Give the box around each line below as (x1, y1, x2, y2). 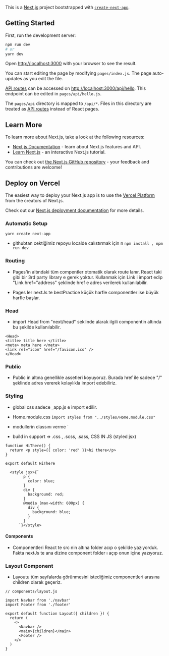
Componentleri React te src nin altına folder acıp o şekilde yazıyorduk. (12, 544, 158, 551)
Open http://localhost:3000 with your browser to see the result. (5, 61, 137, 67)
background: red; (27, 491, 65, 497)
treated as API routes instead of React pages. (5, 106, 99, 112)
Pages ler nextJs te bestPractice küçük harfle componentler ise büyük (12, 289, 159, 295)
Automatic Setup (5, 220, 48, 227)
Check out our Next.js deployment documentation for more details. (5, 207, 144, 213)
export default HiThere (5, 461, 55, 466)
